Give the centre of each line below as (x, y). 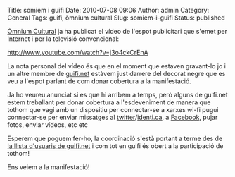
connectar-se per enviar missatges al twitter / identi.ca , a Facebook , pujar (113, 117)
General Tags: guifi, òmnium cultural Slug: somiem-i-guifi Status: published (116, 18)
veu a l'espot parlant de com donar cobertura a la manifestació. (99, 81)
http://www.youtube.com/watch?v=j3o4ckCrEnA (78, 53)
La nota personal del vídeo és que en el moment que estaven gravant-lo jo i (117, 66)
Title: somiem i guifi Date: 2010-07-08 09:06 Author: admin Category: (108, 10)
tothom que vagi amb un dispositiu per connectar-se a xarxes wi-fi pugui (113, 110)
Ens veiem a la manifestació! (49, 167)
